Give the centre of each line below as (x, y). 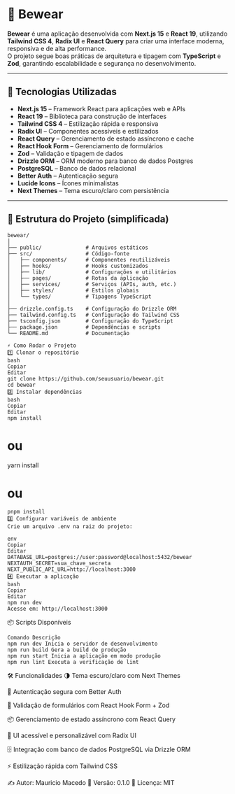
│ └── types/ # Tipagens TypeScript (79, 297)
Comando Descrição (34, 638)
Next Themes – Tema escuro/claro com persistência (93, 190)
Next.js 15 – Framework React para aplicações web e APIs (101, 108)
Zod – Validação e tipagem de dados (70, 153)
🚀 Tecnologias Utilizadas (62, 92)
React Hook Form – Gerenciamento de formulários (90, 146)
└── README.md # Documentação (69, 333)
